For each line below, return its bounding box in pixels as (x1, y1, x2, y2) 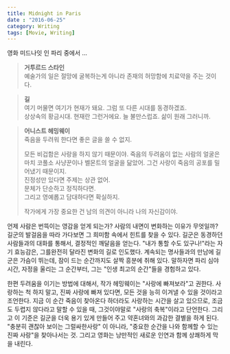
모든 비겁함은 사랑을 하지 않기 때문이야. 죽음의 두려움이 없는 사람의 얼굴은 (23, 150, 220, 158)
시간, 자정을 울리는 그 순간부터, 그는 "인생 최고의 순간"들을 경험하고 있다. (7, 265, 201, 273)
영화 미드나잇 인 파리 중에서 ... (7, 49, 88, 57)
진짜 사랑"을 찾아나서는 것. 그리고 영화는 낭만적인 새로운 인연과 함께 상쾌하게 (7, 331, 211, 340)
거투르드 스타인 (23, 63, 65, 72)
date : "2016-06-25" (7, 16, 67, 23)
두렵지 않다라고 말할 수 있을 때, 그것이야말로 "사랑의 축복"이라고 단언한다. (14, 305, 211, 314)
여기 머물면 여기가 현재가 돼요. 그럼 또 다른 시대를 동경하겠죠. (23, 104, 187, 112)
